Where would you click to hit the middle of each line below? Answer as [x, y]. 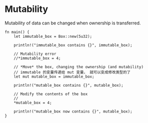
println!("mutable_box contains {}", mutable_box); [68, 85]
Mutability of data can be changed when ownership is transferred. [73, 23]
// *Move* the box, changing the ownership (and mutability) [78, 67]
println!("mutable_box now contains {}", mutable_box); [73, 111]
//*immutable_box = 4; [37, 58]
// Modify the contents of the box [51, 94]
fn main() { [17, 32]
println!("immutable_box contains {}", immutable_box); [73, 45]
